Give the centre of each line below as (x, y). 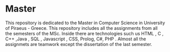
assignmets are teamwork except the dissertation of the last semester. (79, 44)
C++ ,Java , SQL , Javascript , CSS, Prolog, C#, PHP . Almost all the (76, 39)
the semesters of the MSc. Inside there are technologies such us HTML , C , (84, 33)
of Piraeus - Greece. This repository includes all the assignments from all (81, 28)
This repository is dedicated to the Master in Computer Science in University (85, 23)
